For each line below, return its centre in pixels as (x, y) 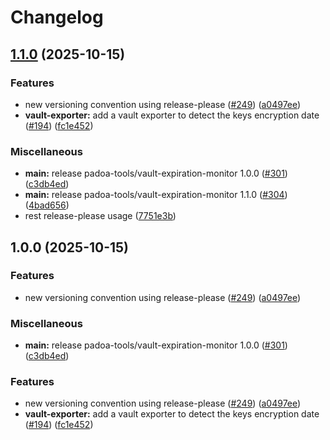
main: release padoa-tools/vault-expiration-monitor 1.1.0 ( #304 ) (156, 195)
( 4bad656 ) (47, 205)
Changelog (57, 17)
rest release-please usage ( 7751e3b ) (100, 216)
